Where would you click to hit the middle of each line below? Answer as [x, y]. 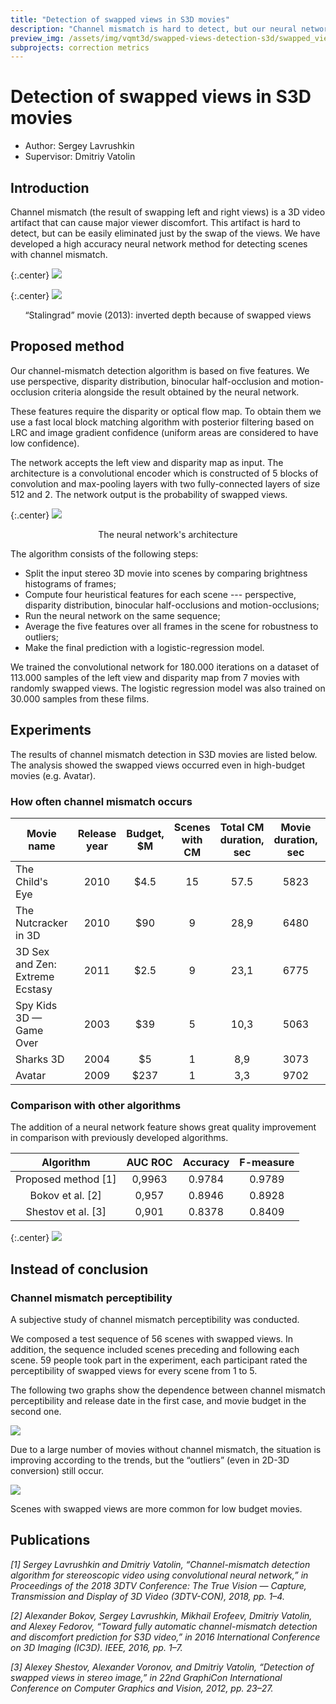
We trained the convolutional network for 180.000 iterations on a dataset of [165, 667]
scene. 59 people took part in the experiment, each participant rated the [159, 1360]
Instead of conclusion [79, 1269]
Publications [50, 1540]
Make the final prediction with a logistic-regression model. [144, 647]
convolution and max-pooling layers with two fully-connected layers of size [165, 483]
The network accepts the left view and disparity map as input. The [147, 462]
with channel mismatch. [59, 254]
